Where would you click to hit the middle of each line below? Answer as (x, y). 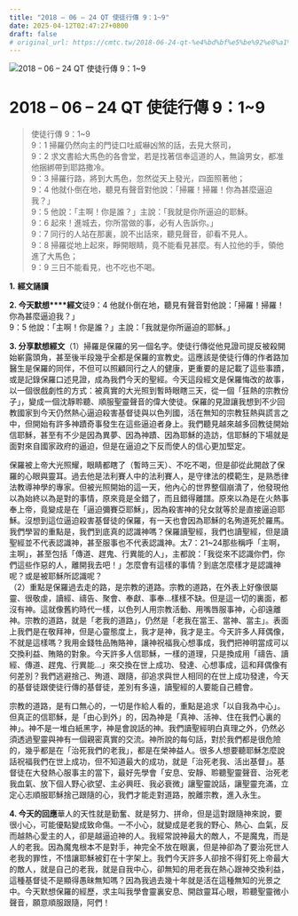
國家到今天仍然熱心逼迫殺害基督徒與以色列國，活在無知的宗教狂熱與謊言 (149, 413)
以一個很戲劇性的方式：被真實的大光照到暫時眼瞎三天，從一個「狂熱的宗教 (145, 391)
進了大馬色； (54, 256)
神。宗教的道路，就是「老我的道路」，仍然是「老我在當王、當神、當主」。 (141, 621)
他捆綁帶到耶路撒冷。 (70, 167)
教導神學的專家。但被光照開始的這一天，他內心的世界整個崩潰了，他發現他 (153, 487)
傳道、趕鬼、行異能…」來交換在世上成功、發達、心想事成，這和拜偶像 (153, 665)
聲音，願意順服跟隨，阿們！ (60, 903)
